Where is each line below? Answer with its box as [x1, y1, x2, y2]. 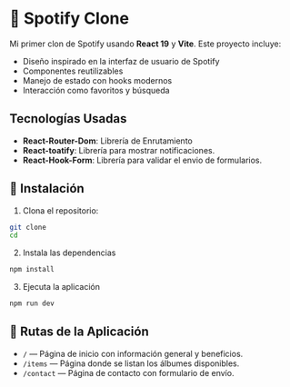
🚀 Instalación [9, 181, 85, 196]
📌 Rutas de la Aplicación [9, 324, 149, 340]
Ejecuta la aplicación [22, 282, 100, 293]
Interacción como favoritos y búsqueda [22, 84, 170, 95]
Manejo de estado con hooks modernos [22, 74, 173, 85]
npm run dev [9, 299, 55, 308]
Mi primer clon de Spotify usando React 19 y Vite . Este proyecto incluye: [9, 38, 282, 49]
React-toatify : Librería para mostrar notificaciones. [22, 144, 215, 155]
